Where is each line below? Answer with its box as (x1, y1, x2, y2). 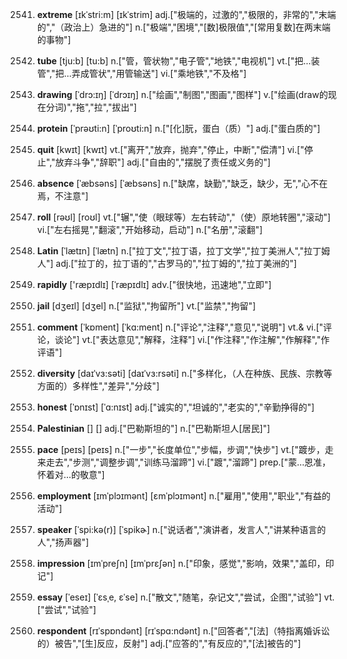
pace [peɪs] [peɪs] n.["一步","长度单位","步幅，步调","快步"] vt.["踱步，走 (36, 444, 334, 455)
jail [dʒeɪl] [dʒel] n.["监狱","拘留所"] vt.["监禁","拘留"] (36, 300, 257, 312)
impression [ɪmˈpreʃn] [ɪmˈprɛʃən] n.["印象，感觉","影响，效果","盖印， (36, 558, 326, 569)
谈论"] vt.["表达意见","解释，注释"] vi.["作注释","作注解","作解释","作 (54, 334, 330, 345)
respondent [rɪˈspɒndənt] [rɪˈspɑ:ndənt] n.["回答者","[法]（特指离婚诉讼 (36, 625, 330, 637)
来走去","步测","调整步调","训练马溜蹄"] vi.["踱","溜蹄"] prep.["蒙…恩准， (36, 456, 332, 468)
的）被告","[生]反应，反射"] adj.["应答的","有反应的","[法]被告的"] (36, 638, 302, 649)
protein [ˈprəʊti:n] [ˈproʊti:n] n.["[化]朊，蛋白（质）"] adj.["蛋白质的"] (36, 123, 321, 134)
